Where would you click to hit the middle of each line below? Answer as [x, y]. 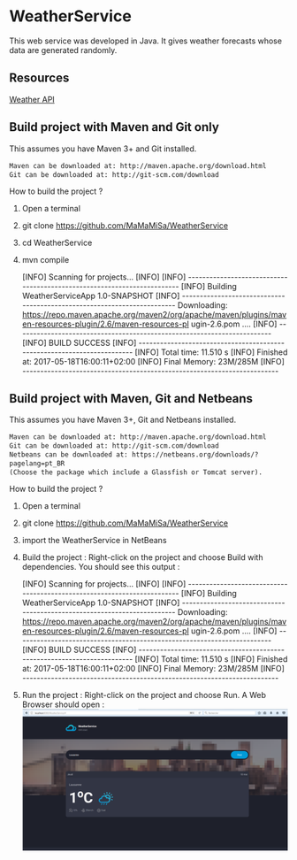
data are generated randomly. [63, 50]
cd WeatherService [57, 242]
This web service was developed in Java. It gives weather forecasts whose [146, 41]
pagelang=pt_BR [37, 464]
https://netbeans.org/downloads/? [195, 455]
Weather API [32, 99]
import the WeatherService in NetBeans [94, 541]
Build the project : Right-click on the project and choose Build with [142, 557]
